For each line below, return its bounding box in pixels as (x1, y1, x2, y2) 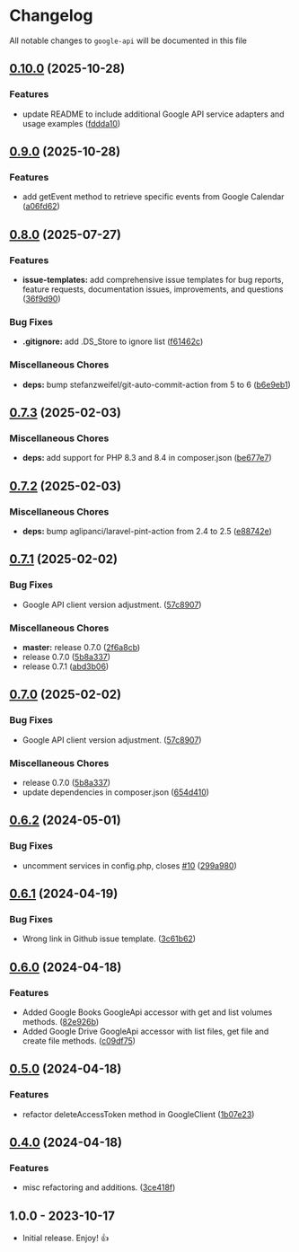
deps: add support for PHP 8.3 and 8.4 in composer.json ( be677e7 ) (22, 453, 272, 463)
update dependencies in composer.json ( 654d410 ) (22, 787, 209, 798)
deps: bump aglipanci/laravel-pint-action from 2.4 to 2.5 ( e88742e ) (22, 525, 272, 536)
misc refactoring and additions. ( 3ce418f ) (22, 1182, 176, 1193)
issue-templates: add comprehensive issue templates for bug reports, (22, 275, 285, 285)
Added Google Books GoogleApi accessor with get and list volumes (22, 1007, 273, 1018)
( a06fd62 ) (22, 201, 60, 212)
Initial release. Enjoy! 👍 (22, 1232, 110, 1244)
